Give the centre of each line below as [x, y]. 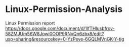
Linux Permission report [30, 23]
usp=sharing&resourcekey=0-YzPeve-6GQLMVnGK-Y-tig [65, 39]
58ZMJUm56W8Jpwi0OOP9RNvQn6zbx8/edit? [55, 33]
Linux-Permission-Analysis [64, 9]
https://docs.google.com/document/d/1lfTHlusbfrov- [60, 28]
